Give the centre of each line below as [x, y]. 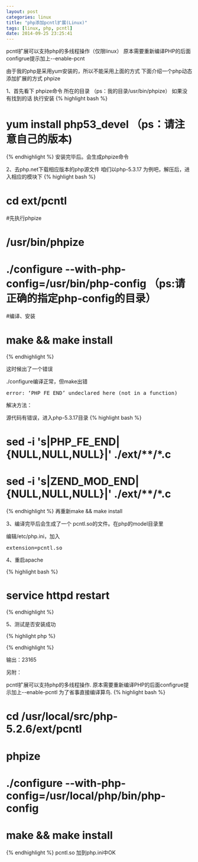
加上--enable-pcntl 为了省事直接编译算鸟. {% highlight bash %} [88, 692]
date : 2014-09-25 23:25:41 [39, 34]
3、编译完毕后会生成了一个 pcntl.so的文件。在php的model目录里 [85, 524]
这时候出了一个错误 [30, 369]
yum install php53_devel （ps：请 [90, 124]
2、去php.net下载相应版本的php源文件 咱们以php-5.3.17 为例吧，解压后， [95, 170]
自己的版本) [45, 139]
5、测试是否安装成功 [31, 624]
